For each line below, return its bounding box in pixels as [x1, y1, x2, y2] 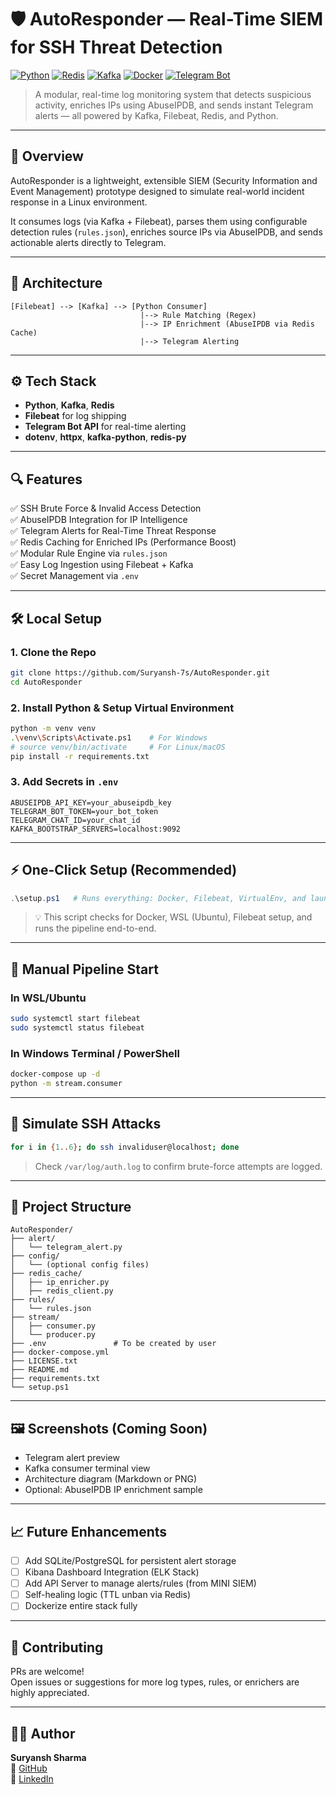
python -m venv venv [10, 723, 97, 733]
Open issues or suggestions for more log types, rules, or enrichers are [10, 1676, 300, 1688]
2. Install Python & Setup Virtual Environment [10, 701, 235, 715]
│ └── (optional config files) [10, 1260, 150, 1270]
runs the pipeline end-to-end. [34, 922, 157, 935]
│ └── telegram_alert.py [10, 1242, 123, 1253]
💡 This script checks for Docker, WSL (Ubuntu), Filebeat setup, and [34, 911, 313, 923]
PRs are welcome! [10, 1666, 85, 1678]
